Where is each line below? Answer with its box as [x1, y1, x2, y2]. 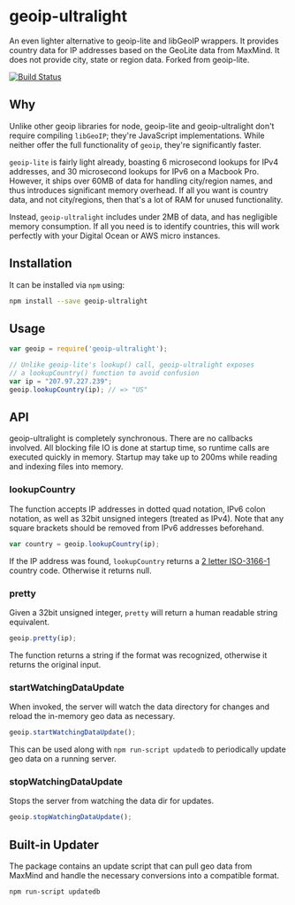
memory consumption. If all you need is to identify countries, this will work [9, 220, 280, 231]
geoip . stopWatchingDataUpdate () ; [9, 813, 132, 822]
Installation [9, 256, 72, 271]
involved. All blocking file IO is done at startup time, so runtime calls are [9, 443, 269, 453]
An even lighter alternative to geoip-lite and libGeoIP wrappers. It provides [9, 35, 279, 46]
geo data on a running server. [9, 753, 117, 763]
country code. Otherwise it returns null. [9, 565, 152, 576]
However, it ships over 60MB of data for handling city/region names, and [9, 175, 274, 186]
